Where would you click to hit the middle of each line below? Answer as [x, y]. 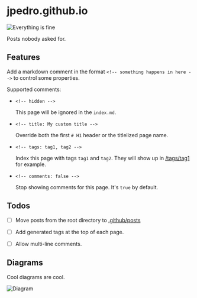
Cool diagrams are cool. [36, 277]
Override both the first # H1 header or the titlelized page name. [92, 135]
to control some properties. [46, 77]
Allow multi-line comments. [49, 244]
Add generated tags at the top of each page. [70, 232]
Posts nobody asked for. [36, 38]
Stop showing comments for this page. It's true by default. [87, 187]
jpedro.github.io [47, 11]
